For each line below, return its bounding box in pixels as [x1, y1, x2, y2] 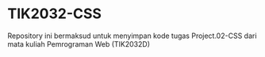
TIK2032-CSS [7, 5, 102, 23]
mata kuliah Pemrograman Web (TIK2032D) [7, 39, 150, 48]
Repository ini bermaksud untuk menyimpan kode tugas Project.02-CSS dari [7, 31, 257, 40]
